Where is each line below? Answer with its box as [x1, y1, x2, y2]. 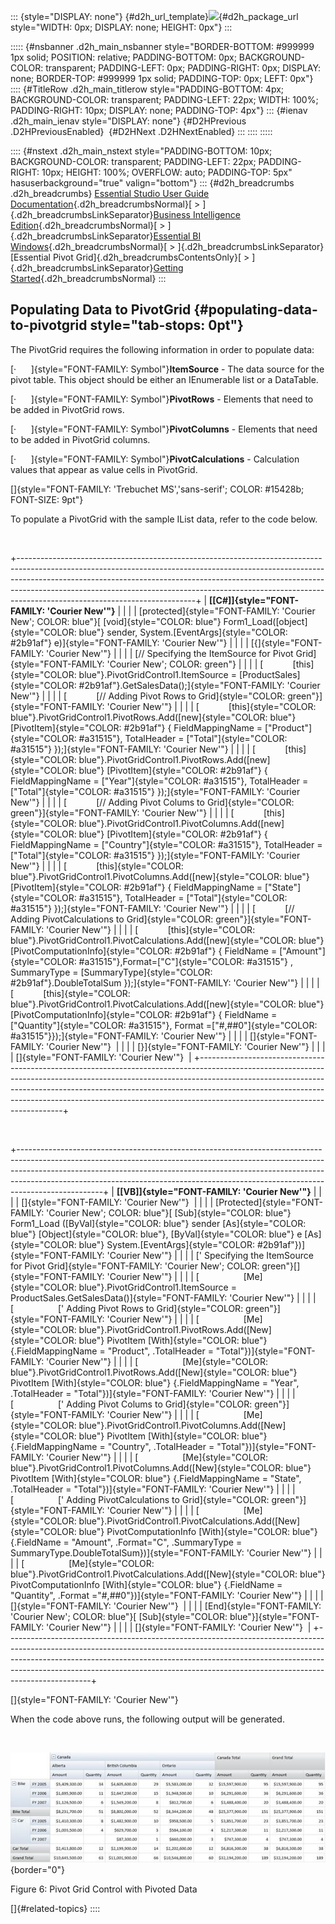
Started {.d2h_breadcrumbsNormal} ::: [10, 273, 167, 284]
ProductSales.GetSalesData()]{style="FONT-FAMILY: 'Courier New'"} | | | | [10, 1291, 317, 1304]
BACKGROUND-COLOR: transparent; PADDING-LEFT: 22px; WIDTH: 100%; [10, 94, 319, 105]
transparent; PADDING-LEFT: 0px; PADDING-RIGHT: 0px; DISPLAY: [45, 62, 322, 74]
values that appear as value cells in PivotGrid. [10, 463, 198, 475]
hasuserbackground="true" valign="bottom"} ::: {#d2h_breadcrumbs [10, 177, 295, 189]
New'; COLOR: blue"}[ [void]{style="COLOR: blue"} [10, 615, 222, 627]
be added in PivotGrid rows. [10, 403, 125, 415]
